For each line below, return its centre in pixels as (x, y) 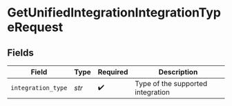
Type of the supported (171, 84)
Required (113, 72)
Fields (21, 53)
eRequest (35, 27)
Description (178, 72)
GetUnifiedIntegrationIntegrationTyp (114, 13)
